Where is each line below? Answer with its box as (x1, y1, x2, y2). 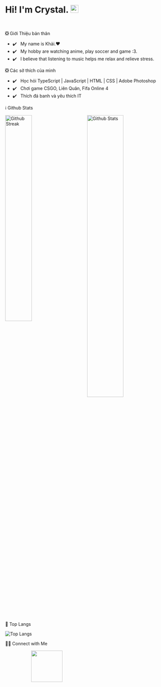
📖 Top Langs (5, 621, 31, 627)
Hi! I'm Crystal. (5, 4, 68, 16)
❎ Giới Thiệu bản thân (5, 30, 50, 36)
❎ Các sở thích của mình (5, 67, 56, 73)
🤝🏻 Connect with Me (5, 640, 47, 646)
